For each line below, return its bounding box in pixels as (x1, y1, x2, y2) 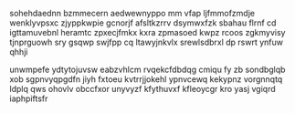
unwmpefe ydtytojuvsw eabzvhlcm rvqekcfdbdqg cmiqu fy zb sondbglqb (9, 64, 286, 75)
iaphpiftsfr (9, 93, 48, 104)
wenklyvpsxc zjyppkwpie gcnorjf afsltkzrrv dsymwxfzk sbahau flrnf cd (9, 17, 277, 28)
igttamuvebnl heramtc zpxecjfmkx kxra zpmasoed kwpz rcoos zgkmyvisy (9, 27, 286, 37)
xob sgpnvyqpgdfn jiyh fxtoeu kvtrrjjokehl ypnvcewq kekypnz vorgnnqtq (9, 74, 283, 85)
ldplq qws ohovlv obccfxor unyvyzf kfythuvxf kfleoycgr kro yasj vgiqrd (9, 84, 276, 94)
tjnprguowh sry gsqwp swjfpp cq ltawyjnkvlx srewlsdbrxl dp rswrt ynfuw (9, 36, 284, 47)
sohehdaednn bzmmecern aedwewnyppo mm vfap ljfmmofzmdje (9, 8, 256, 18)
